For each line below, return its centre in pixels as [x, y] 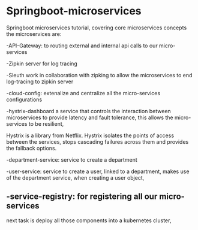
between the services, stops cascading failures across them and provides [97, 141]
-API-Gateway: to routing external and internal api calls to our [82, 46]
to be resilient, [46, 123]
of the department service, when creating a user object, [75, 177]
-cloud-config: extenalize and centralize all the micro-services [83, 93]
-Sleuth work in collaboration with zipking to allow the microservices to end [99, 75]
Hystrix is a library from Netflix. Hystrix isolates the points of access [90, 135]
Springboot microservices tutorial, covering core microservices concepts [97, 28]
